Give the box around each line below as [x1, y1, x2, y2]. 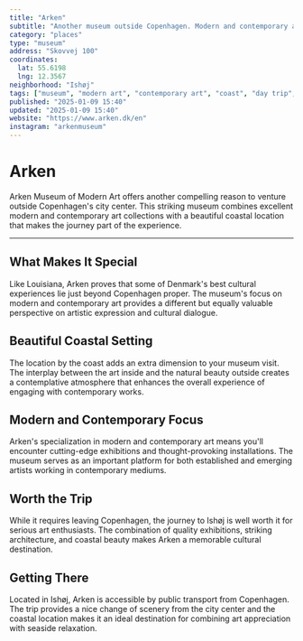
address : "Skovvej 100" [9, 47, 99, 56]
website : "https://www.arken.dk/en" [9, 114, 147, 123]
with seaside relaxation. [9, 623, 97, 633]
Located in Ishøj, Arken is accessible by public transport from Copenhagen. [9, 594, 290, 605]
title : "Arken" [9, 13, 67, 23]
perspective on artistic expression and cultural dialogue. [9, 307, 218, 318]
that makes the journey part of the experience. [9, 219, 182, 230]
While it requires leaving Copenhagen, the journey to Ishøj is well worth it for [9, 516, 293, 526]
